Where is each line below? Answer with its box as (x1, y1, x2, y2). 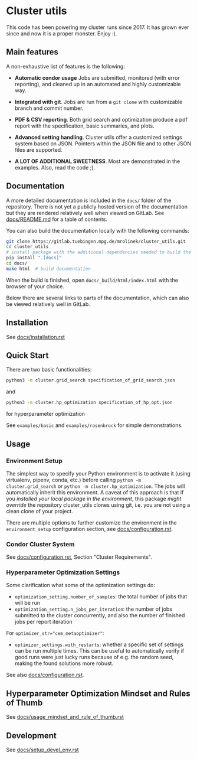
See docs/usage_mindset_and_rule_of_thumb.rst (6, 714, 124, 721)
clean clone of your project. (6, 507, 74, 514)
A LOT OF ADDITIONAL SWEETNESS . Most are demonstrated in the (14, 158, 180, 165)
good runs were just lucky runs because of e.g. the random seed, (14, 654, 174, 661)
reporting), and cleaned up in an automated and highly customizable (14, 80, 181, 87)
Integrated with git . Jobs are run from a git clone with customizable (14, 98, 183, 105)
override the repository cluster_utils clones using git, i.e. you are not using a (6, 501, 191, 509)
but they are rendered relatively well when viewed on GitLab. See (6, 209, 165, 216)
